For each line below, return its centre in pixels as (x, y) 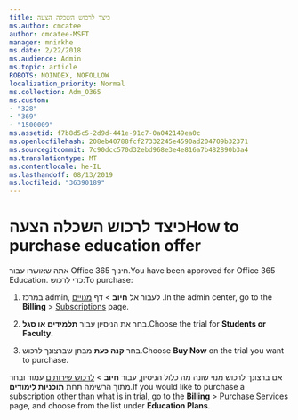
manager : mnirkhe (41, 42)
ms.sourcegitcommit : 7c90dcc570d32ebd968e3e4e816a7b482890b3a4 (129, 149)
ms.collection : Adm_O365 (55, 92)
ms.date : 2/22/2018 (45, 51)
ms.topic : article (43, 68)
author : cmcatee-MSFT (49, 34)
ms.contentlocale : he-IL (55, 166)
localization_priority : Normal (67, 84)
